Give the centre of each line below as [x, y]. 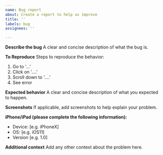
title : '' [16, 19]
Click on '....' [25, 72]
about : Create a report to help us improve [51, 15]
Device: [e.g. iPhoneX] [36, 127]
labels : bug [18, 24]
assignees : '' [20, 29]
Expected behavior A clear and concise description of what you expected [82, 92]
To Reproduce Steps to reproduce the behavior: [55, 57]
